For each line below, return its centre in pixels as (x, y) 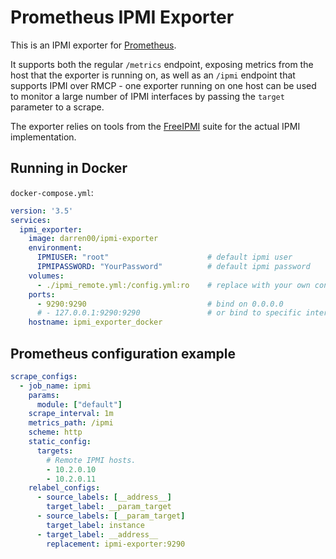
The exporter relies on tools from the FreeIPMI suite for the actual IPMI (155, 126)
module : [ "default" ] (79, 404)
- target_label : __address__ (97, 534)
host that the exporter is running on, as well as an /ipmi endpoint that (153, 75)
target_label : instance (95, 525)
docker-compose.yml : (52, 192)
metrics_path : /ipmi (71, 423)
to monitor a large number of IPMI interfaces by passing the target (147, 96)
